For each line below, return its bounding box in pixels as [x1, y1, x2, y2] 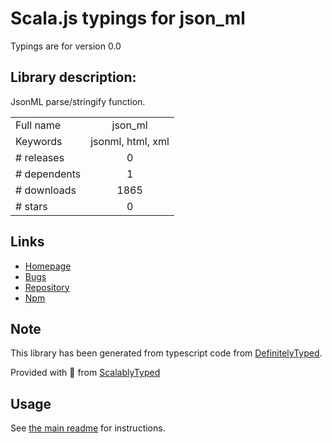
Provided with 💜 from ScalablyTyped [10, 367, 161, 379]
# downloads [15, 183, 77, 197]
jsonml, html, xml [90, 134, 170, 148]
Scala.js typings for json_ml [10, 7, 246, 30]
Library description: [10, 69, 137, 86]
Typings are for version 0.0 [10, 40, 122, 52]
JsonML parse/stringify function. [10, 95, 146, 107]
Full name [15, 118, 62, 132]
